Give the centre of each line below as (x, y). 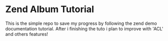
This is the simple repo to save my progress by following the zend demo (81, 23)
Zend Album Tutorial (50, 9)
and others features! (27, 34)
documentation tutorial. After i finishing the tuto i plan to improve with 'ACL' (85, 28)
